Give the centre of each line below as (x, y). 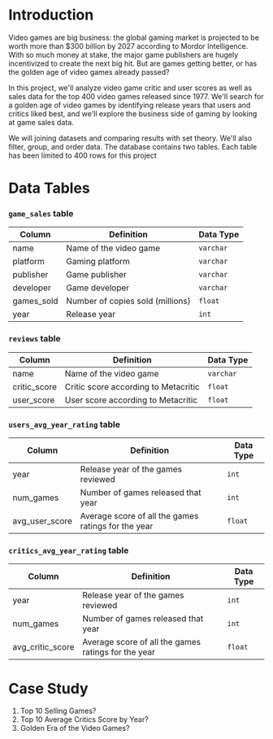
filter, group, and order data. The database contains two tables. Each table (133, 146)
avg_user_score (43, 521)
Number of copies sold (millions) (128, 301)
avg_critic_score (43, 647)
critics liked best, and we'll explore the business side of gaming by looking (133, 113)
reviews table (35, 339)
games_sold (35, 301)
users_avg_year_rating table (64, 424)
